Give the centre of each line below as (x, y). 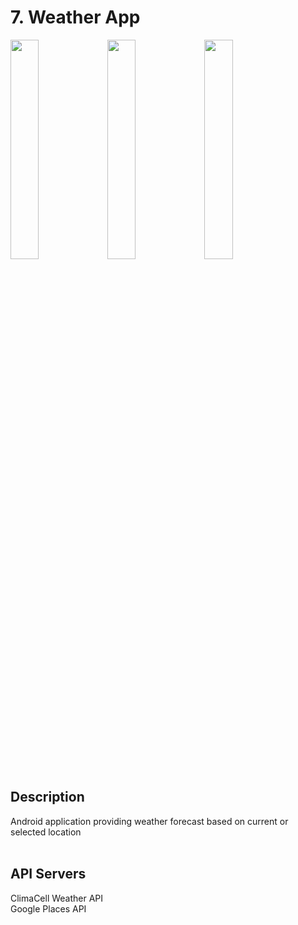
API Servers (48, 874)
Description (47, 797)
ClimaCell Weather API (57, 898)
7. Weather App (75, 17)
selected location (46, 832)
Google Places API (48, 908)
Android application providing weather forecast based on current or (149, 821)
